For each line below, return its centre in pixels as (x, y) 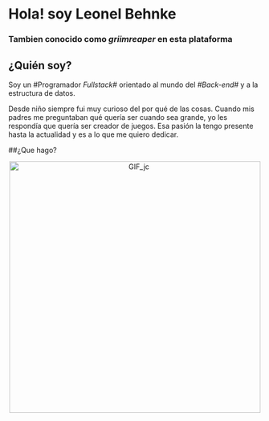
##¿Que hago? (33, 150)
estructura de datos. (42, 93)
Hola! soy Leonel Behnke (92, 14)
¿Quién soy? (40, 65)
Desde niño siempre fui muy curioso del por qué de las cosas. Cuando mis (131, 109)
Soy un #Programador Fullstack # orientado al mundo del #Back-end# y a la (133, 85)
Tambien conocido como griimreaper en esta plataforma (120, 39)
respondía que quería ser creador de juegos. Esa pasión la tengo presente (131, 126)
